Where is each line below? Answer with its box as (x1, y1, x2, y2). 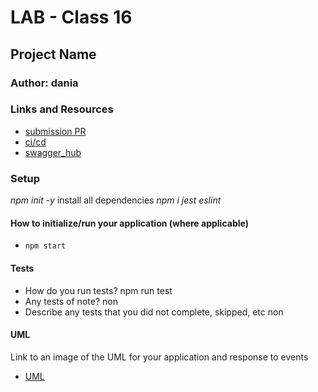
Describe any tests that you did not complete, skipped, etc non (24, 306, 284, 318)
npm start (24, 241, 67, 251)
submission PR (24, 125, 87, 137)
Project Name (10, 46, 97, 63)
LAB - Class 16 (10, 6, 133, 29)
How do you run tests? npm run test (24, 284, 173, 296)
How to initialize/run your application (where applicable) (10, 217, 249, 229)
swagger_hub (24, 146, 82, 158)
